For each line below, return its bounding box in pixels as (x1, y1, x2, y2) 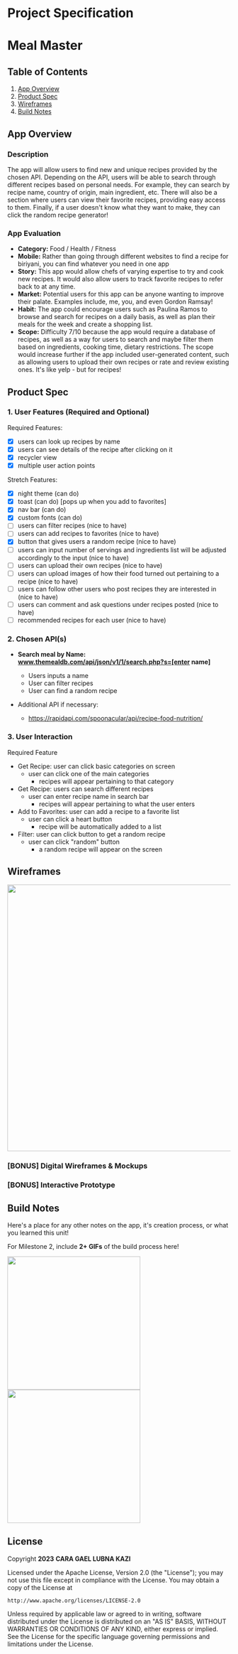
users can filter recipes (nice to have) (17, 521, 127, 530)
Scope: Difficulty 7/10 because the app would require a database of (17, 328, 216, 336)
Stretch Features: (7, 476, 58, 484)
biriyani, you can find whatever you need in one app (17, 259, 170, 268)
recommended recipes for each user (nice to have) (17, 616, 166, 624)
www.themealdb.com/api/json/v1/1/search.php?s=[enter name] (17, 657, 211, 666)
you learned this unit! (7, 1228, 69, 1237)
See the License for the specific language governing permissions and (7, 1632, 210, 1640)
